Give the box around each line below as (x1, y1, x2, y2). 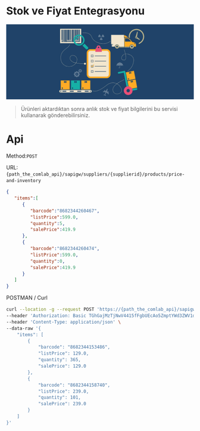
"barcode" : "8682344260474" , (30, 246, 100, 252)
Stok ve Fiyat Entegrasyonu (6, 4, 145, 18)
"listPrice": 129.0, (37, 350, 89, 356)
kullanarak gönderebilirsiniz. (20, 112, 90, 119)
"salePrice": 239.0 (37, 401, 86, 407)
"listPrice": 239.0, (37, 388, 89, 395)
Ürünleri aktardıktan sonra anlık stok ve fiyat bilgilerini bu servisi (20, 106, 178, 113)
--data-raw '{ (6, 325, 42, 331)
